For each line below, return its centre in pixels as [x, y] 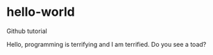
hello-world [41, 12]
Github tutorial [27, 31]
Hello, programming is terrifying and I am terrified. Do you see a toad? [106, 44]
